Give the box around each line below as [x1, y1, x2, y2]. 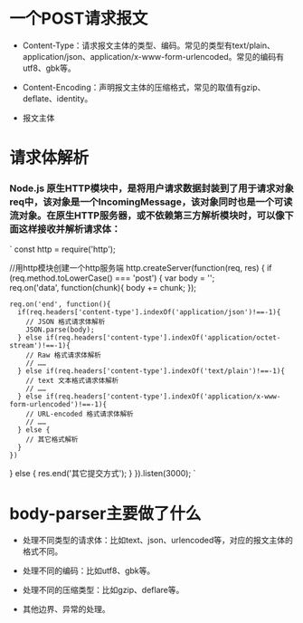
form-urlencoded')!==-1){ [9, 400, 107, 409]
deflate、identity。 [22, 92, 93, 104]
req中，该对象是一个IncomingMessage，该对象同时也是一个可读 [9, 196, 293, 208]
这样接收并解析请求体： [18, 223, 121, 235]
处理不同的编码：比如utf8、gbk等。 [22, 565, 156, 576]
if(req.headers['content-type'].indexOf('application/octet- [45, 333, 281, 342]
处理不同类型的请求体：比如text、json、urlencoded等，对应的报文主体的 [22, 535, 294, 546]
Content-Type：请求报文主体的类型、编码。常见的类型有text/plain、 [22, 40, 276, 51]
